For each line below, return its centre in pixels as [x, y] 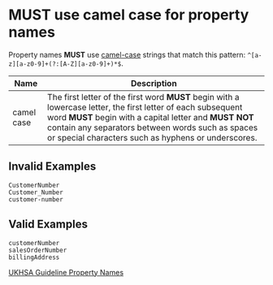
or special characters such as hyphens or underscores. [152, 137]
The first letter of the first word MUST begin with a [143, 97]
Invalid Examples [52, 167]
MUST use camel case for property [129, 15]
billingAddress [34, 257]
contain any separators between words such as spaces [153, 127]
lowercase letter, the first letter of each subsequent [145, 107]
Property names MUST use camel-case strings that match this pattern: [127, 54]
